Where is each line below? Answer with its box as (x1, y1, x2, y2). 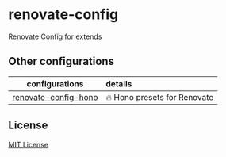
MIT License (8, 140, 49, 149)
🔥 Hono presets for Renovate (105, 91, 214, 102)
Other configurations (8, 55, 115, 68)
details (105, 78, 132, 89)
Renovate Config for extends (8, 32, 102, 41)
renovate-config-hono (12, 91, 98, 102)
